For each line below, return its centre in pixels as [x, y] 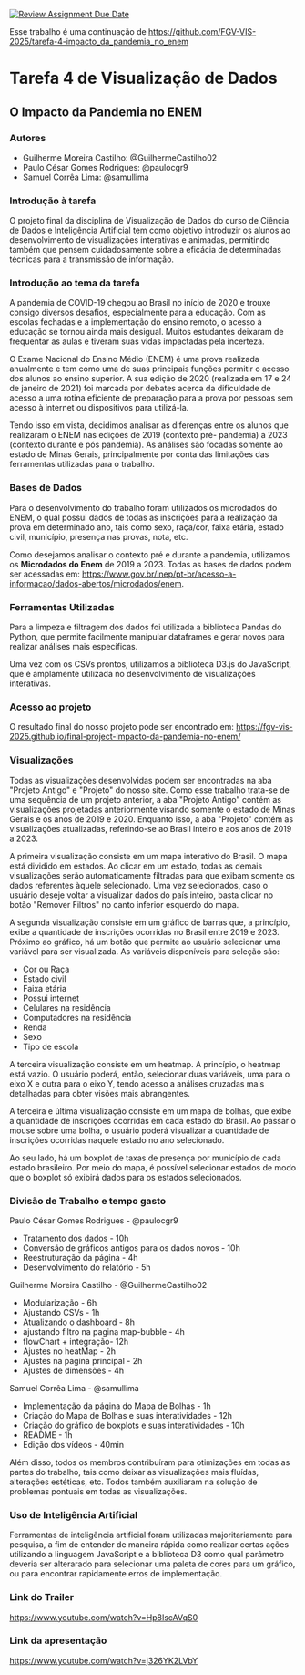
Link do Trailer [42, 1597]
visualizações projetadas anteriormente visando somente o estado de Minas [152, 809]
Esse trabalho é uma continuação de [78, 31]
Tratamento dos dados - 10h [76, 1238]
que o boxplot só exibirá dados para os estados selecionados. [126, 1177]
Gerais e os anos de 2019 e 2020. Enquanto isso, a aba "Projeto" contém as [152, 819]
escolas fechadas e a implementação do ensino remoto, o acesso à [136, 322]
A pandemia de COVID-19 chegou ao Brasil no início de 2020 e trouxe [140, 303]
